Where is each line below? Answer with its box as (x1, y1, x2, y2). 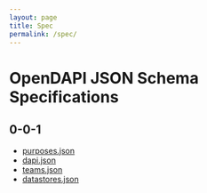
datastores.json (21, 174, 80, 185)
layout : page (9, 12, 58, 22)
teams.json (21, 165, 63, 175)
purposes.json (21, 146, 76, 157)
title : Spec (9, 21, 53, 30)
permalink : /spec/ (9, 29, 77, 38)
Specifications (9, 86, 119, 107)
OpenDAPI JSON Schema (9, 68, 199, 88)
